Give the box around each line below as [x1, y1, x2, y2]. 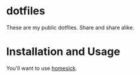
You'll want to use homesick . [6, 64, 78, 72]
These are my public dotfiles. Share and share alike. [6, 24, 135, 31]
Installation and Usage [6, 45, 120, 58]
